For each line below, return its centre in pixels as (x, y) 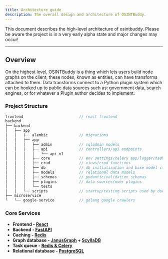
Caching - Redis (29, 235)
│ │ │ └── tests (29, 186)
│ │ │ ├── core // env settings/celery (67, 158)
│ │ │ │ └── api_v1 (34, 154)
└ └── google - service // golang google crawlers (70, 200)
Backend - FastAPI (32, 229)
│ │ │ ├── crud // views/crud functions (68, 163)
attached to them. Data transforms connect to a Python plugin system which (84, 83)
